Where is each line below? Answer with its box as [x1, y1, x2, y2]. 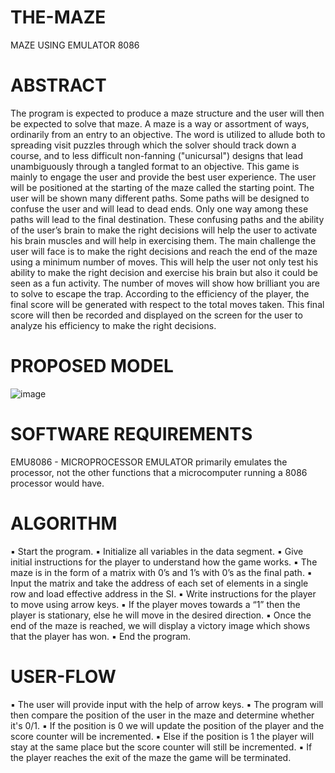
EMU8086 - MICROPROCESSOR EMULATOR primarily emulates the [10, 456, 288, 468]
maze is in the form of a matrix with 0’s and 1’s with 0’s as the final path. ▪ [10, 566, 313, 578]
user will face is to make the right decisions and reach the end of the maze [10, 245, 318, 257]
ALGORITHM [10, 512, 118, 535]
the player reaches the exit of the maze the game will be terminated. [10, 751, 292, 763]
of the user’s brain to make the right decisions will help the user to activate [10, 224, 318, 236]
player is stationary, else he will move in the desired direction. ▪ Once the [10, 609, 312, 621]
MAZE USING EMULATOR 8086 [10, 39, 140, 51]
